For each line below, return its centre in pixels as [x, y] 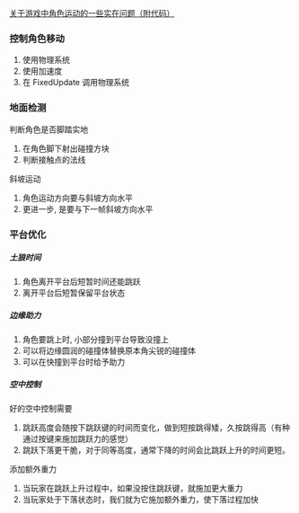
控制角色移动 [37, 39]
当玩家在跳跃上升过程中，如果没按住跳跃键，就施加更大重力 [132, 489]
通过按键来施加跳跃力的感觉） [77, 439]
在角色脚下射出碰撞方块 [66, 148]
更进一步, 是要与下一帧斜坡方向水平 [88, 208]
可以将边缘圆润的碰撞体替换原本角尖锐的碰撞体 [109, 351]
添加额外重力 [33, 469]
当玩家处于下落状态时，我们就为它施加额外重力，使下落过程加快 [140, 500]
